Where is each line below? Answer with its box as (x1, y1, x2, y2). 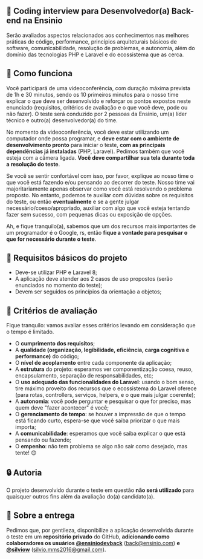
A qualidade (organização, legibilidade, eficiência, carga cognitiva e (14, 346, 190, 354)
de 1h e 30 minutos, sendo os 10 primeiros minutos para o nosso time (6, 91, 179, 98)
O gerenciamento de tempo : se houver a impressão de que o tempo (14, 411, 186, 418)
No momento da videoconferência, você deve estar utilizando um (6, 128, 169, 136)
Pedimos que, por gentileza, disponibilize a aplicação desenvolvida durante (6, 526, 195, 534)
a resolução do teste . (6, 160, 60, 168)
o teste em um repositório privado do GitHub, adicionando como (6, 533, 170, 540)
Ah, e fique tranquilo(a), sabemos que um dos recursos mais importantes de (6, 222, 196, 230)
